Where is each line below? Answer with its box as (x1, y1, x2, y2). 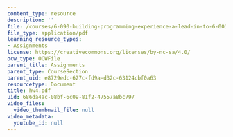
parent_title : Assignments (7, 62, 85, 68)
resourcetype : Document (7, 81, 76, 88)
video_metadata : (7, 113, 54, 120)
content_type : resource (7, 10, 76, 17)
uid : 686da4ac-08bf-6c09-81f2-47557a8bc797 (7, 94, 135, 101)
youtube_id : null (13, 119, 64, 127)
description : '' (7, 17, 54, 24)
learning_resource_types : (7, 36, 82, 43)
